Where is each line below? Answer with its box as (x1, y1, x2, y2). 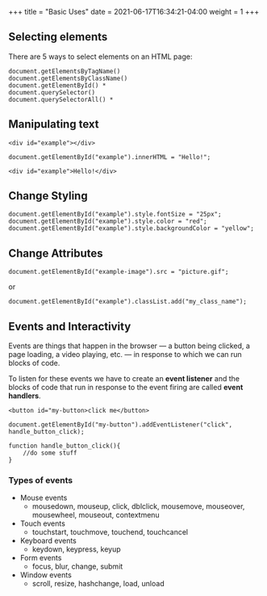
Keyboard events (19, 536, 77, 546)
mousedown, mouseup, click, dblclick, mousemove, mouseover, (31, 502, 245, 511)
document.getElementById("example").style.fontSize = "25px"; (8, 210, 222, 219)
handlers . (8, 391, 42, 401)
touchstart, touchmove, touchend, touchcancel (31, 527, 189, 537)
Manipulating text (8, 117, 99, 132)
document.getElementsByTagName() (8, 67, 121, 75)
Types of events (8, 474, 73, 485)
